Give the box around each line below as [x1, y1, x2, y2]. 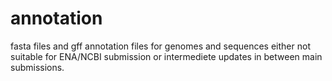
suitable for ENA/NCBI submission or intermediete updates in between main [10, 50, 323, 62]
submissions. [10, 61, 65, 73]
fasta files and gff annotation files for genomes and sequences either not [10, 40, 311, 52]
